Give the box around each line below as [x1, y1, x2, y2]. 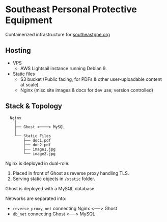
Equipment [5, 14, 52, 26]
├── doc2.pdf [23, 142, 51, 147]
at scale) [20, 81, 39, 87]
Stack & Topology [5, 102, 63, 110]
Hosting [5, 46, 32, 55]
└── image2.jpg [23, 151, 56, 157]
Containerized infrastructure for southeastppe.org [5, 31, 110, 37]
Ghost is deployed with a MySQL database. [5, 185, 96, 191]
